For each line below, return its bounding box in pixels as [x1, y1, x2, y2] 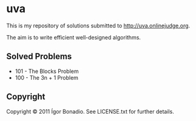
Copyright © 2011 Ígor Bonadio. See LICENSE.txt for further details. [6, 108, 174, 115]
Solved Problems [6, 51, 72, 62]
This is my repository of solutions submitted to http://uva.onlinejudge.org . [6, 22, 191, 29]
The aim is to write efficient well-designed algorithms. [6, 33, 141, 41]
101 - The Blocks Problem [15, 67, 79, 75]
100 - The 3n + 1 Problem [15, 74, 79, 81]
